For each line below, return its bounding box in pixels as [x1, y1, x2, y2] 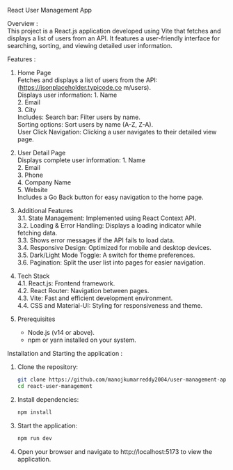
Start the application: [17, 421, 78, 430]
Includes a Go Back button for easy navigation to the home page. [17, 193, 204, 201]
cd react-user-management [17, 382, 93, 389]
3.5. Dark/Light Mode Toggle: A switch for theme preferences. [17, 251, 195, 259]
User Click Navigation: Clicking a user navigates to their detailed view [17, 128, 217, 136]
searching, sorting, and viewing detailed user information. [7, 42, 172, 49]
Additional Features [17, 207, 74, 214]
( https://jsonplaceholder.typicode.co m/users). [17, 84, 152, 91]
